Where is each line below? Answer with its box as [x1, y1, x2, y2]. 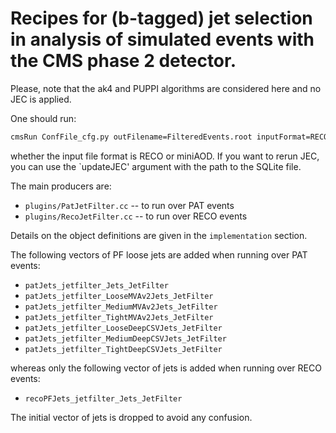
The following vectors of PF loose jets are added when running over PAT [10, 248, 308, 261]
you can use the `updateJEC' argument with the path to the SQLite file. [10, 160, 302, 172]
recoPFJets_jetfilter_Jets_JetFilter [24, 393, 183, 404]
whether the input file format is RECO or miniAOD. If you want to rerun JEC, [10, 150, 320, 162]
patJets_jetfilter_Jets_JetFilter [24, 280, 169, 291]
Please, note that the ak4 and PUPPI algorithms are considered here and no [10, 82, 322, 94]
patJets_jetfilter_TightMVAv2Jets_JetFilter [24, 312, 214, 322]
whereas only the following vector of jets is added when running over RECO [10, 362, 322, 374]
